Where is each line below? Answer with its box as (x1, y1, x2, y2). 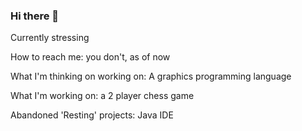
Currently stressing (10, 32, 90, 44)
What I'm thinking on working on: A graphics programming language (10, 70, 292, 83)
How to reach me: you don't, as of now (10, 51, 171, 63)
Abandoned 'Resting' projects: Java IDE (10, 109, 174, 121)
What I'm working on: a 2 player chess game (10, 90, 195, 102)
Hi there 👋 (10, 9, 60, 23)
